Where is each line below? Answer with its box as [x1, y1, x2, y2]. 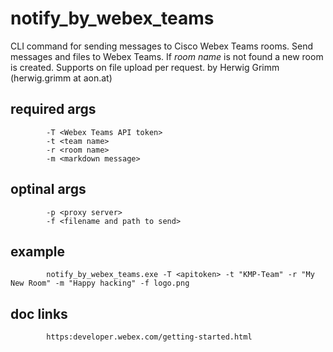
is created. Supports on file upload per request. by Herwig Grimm [10, 61, 280, 73]
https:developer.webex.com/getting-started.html [46, 332, 253, 342]
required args [10, 101, 97, 118]
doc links [10, 305, 68, 322]
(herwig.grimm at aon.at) [10, 72, 113, 84]
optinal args [10, 181, 87, 198]
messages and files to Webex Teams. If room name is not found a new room [10, 50, 324, 62]
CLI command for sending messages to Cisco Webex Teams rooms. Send [10, 40, 313, 52]
